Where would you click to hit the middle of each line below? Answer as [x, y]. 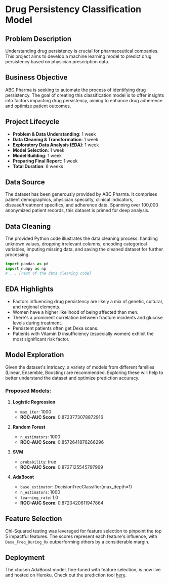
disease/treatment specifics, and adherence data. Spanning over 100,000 [82, 205]
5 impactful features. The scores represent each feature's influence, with [81, 536]
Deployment [25, 557]
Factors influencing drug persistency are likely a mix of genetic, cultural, [88, 301]
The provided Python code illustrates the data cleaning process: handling [82, 238]
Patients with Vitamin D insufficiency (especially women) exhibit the [83, 334]
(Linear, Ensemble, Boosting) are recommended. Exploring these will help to [84, 372]
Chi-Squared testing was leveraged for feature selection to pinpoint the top [83, 531]
